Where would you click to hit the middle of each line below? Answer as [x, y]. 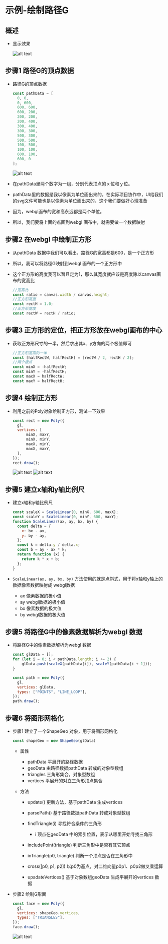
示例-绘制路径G [37, 10]
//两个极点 [22, 362]
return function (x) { [41, 554]
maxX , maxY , [38, 449]
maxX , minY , [38, 444]
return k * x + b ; [41, 559]
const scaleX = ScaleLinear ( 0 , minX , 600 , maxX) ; [65, 512]
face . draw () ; [26, 927]
